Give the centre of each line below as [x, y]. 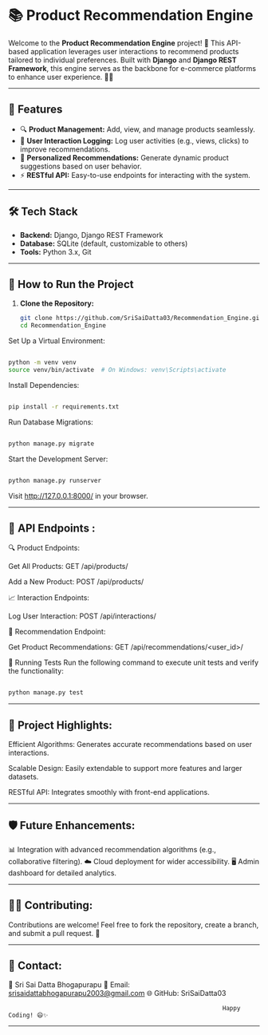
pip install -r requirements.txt [64, 407]
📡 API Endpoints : [52, 528]
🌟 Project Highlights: [61, 725]
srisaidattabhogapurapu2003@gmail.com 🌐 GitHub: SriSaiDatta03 [117, 994]
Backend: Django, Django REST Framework [91, 235]
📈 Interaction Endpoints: [49, 598]
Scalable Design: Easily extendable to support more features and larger [125, 768]
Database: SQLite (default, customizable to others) [104, 243]
